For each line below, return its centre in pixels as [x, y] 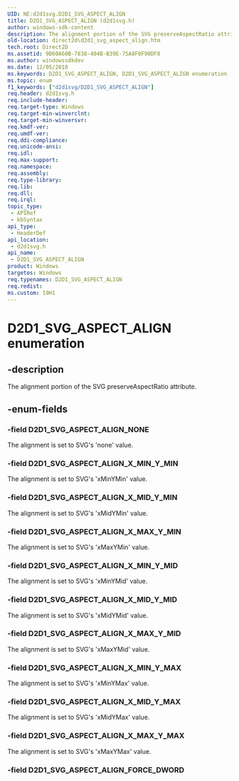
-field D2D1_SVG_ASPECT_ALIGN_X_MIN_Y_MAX [95, 667]
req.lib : [20, 186]
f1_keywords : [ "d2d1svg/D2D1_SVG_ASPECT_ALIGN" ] [81, 87]
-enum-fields [37, 409]
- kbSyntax [26, 220]
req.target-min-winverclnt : [49, 114]
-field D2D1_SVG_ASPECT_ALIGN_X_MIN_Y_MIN [93, 463]
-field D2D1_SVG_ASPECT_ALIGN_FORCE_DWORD [96, 770]
